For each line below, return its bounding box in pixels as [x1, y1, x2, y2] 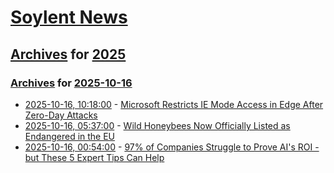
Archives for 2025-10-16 [10, 76, 133, 90]
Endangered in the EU [24, 130, 116, 142]
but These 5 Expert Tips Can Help [24, 151, 165, 163]
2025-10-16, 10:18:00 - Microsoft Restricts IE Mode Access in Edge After [24, 98, 324, 110]
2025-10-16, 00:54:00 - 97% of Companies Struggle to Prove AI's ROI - [24, 141, 320, 153]
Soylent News [10, 6, 128, 29]
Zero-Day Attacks [24, 109, 98, 121]
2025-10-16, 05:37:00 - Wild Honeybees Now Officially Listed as [24, 119, 291, 131]
